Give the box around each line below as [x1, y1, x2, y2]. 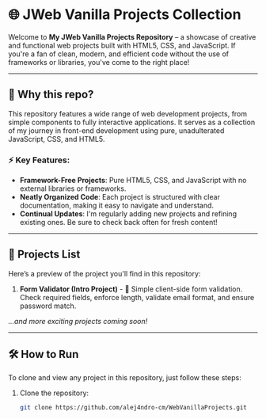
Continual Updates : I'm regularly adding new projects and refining [19, 209, 237, 219]
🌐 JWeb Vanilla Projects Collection [8, 6, 241, 24]
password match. [19, 301, 77, 310]
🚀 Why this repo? [8, 88, 94, 101]
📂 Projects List [8, 248, 81, 261]
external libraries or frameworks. [19, 184, 127, 193]
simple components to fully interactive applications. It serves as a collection [8, 117, 256, 127]
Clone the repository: [19, 388, 89, 398]
